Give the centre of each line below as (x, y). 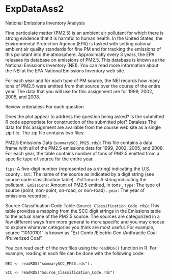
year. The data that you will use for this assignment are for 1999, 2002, (79, 91)
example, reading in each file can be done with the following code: (75, 253)
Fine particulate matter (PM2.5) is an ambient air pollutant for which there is (84, 33)
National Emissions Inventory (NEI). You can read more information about (82, 65)
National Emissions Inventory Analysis (45, 23)
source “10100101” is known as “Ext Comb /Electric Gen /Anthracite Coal (81, 233)
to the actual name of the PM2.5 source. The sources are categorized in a (83, 216)
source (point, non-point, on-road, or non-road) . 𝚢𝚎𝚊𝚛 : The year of (75, 190)
